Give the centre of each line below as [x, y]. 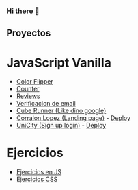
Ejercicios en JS [39, 172]
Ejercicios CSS [37, 179]
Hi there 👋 [23, 11]
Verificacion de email [46, 104]
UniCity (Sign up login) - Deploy [61, 126]
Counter [28, 89]
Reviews [28, 96]
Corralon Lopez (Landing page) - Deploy [73, 118]
